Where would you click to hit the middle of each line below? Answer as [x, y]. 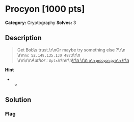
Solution [18, 100]
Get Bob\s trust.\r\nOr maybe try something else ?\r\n [71, 49]
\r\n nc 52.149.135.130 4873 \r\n [49, 55]
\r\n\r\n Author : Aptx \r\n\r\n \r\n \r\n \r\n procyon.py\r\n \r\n [73, 60]
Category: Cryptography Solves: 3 [40, 23]
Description [23, 38]
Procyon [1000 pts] [45, 9]
